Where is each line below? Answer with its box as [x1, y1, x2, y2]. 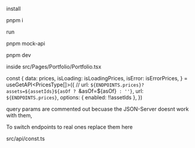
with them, [6, 112, 32, 119]
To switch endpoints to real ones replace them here [6, 123, 133, 131]
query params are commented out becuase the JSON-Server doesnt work [6, 105, 189, 113]
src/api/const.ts [6, 135, 45, 142]
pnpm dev [6, 52, 31, 59]
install [6, 5, 21, 12]
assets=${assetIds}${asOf [6, 89, 71, 95]
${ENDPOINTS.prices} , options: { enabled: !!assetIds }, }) [6, 94, 142, 101]
